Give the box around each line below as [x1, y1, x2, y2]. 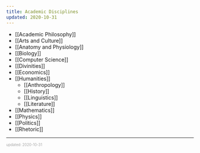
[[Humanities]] [14, 75, 51, 82]
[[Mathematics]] [14, 107, 55, 114]
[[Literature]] [23, 100, 55, 107]
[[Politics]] [14, 119, 40, 126]
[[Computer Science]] [14, 56, 68, 63]
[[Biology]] [14, 49, 42, 57]
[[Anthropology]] [23, 81, 65, 88]
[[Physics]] [14, 113, 42, 120]
